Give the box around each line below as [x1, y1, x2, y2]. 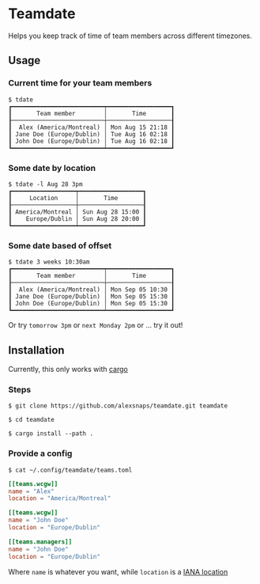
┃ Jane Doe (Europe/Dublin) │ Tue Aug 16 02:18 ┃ [8, 130, 175, 138]
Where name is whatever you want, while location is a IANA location [8, 567, 228, 576]
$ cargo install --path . [8, 430, 93, 438]
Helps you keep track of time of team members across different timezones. [8, 31, 253, 40]
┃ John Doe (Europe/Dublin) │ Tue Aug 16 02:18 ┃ [8, 137, 175, 145]
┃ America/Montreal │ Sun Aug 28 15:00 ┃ [8, 207, 147, 216]
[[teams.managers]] [8, 537, 73, 546]
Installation [8, 343, 65, 357]
